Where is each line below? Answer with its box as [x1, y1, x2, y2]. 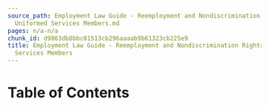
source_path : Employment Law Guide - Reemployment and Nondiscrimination [7, 11, 261, 20]
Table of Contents [7, 84, 130, 102]
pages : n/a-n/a [7, 26, 59, 35]
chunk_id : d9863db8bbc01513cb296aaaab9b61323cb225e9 [7, 34, 189, 43]
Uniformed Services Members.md [15, 19, 120, 27]
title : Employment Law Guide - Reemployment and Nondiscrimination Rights [7, 42, 264, 50]
